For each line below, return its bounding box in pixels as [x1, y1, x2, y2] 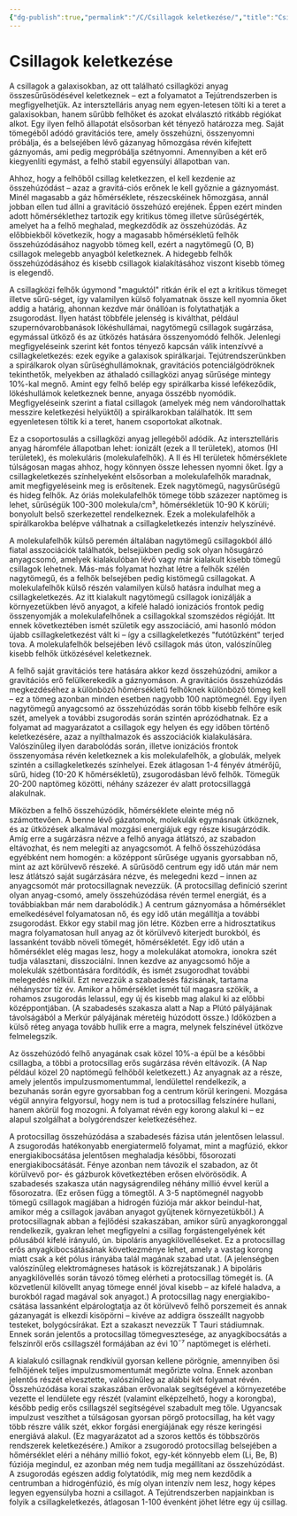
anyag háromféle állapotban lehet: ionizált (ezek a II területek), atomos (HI [9, 442, 278, 453]
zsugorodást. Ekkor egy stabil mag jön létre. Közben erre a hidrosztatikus [9, 918, 276, 929]
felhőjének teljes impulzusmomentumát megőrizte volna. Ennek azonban [9, 1364, 274, 1375]
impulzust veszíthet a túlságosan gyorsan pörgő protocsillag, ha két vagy [9, 1411, 276, 1422]
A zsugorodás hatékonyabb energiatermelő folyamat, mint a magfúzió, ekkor [9, 1140, 288, 1151]
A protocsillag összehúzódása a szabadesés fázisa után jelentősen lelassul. [9, 1131, 285, 1141]
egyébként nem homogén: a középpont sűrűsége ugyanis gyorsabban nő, [9, 851, 278, 862]
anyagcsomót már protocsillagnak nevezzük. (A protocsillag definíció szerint [9, 880, 288, 890]
